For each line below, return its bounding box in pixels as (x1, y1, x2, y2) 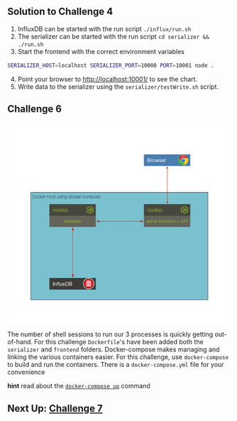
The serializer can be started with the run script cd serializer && (17, 32, 209, 41)
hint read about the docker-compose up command (7, 382, 150, 390)
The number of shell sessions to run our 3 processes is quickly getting (7, 330, 214, 339)
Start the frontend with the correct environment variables (17, 47, 184, 55)
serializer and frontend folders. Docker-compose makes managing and (7, 345, 220, 354)
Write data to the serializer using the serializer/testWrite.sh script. (17, 82, 219, 91)
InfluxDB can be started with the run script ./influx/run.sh (17, 24, 192, 33)
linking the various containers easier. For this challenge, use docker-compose (7, 353, 229, 361)
